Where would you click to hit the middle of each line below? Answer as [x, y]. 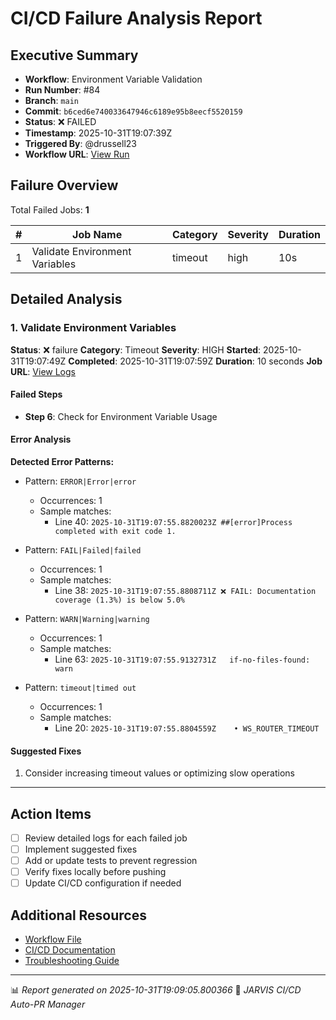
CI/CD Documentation [70, 950]
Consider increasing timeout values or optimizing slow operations [159, 773]
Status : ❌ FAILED [60, 121]
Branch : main [51, 100]
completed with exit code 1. [115, 531]
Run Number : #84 [62, 90]
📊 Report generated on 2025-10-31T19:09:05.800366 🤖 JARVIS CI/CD [156, 990]
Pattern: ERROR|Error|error [80, 481]
